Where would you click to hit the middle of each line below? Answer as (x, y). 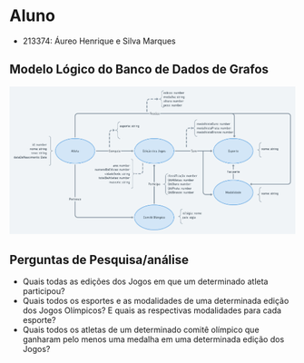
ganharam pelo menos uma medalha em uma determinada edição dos (153, 339)
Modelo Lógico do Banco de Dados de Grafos (139, 69)
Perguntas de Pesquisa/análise (99, 260)
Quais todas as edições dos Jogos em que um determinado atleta (145, 281)
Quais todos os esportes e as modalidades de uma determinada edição (156, 301)
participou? (44, 291)
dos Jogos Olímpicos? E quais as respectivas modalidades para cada (152, 310)
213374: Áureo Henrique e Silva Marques (99, 41)
